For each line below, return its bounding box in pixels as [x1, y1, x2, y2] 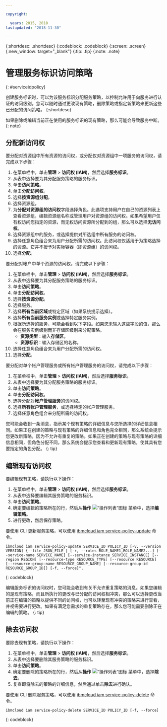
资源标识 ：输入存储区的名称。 [20, 340, 81, 346]
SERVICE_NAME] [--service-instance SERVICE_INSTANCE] [37, 552, 150, 558]
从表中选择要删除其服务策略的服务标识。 [12, 656, 96, 662]
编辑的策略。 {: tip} [5, 609, 45, 615]
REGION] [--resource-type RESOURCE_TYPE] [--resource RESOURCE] [21, 557, 157, 562]
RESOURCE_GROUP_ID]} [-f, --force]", [5, 566, 84, 571]
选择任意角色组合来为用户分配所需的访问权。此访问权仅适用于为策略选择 [12, 238, 161, 244]
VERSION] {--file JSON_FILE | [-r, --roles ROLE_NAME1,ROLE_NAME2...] [5, 548, 155, 553]
